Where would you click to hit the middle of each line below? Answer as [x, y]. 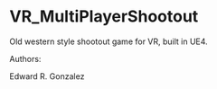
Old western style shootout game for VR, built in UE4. [108, 41]
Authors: [25, 58]
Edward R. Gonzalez [47, 76]
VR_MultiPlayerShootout [104, 17]
